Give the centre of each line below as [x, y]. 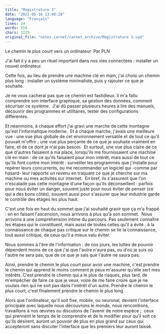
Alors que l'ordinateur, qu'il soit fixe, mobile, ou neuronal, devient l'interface [82, 300]
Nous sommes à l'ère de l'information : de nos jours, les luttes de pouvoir [79, 244]
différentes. [17, 116]
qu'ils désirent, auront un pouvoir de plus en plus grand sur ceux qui [74, 321]
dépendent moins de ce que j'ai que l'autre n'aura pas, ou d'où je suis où [79, 250]
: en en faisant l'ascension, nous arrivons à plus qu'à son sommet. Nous [79, 214]
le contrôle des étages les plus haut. [42, 199]
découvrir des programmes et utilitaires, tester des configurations [72, 111]
